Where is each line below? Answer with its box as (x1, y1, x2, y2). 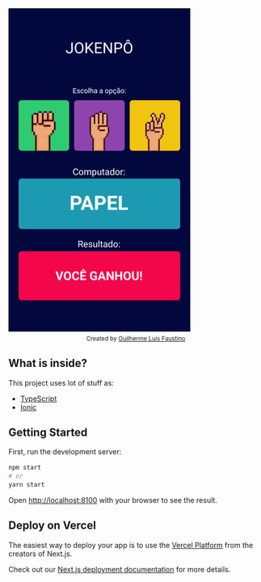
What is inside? (8, 356, 87, 370)
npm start (8, 464, 42, 472)
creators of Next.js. (8, 549, 73, 559)
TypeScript (19, 394, 57, 403)
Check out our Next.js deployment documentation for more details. (8, 564, 231, 574)
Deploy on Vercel (8, 519, 97, 533)
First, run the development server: (8, 447, 122, 457)
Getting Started (8, 426, 88, 439)
